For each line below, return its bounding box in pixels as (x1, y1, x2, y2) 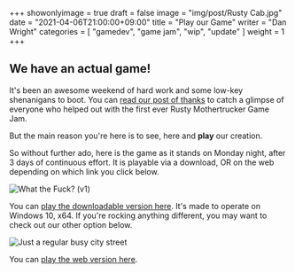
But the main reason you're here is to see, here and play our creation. (9, 130, 263, 141)
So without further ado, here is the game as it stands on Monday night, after (9, 147, 286, 158)
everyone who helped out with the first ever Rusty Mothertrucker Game (9, 104, 270, 114)
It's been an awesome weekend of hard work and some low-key (9, 84, 244, 96)
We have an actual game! (9, 61, 151, 76)
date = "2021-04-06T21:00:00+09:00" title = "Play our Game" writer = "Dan (9, 17, 287, 27)
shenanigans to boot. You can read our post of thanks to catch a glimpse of (9, 94, 285, 105)
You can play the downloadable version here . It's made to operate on (9, 200, 261, 211)
